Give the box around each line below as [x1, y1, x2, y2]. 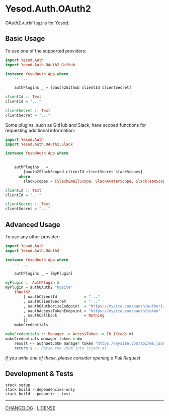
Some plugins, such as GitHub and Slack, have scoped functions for [5, 122, 146, 128]
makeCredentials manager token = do [5, 336, 82, 341]
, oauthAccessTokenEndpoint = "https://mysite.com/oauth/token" [23, 308, 161, 314]
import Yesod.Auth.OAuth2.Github [5, 62, 75, 67]
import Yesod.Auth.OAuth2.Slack [5, 142, 73, 147]
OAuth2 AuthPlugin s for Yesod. [5, 20, 69, 26]
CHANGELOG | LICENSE [5, 405, 56, 411]
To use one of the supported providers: [5, 47, 87, 54]
